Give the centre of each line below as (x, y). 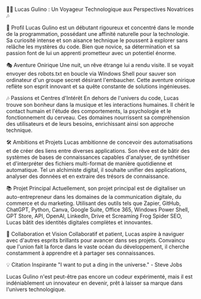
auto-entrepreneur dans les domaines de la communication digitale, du (94, 197)
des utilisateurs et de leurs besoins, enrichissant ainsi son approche (90, 124)
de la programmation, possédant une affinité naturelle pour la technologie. (98, 34)
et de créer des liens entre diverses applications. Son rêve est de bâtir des (98, 151)
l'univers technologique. (36, 289)
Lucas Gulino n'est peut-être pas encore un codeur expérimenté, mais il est (100, 277)
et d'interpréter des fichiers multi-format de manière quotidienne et (89, 164)
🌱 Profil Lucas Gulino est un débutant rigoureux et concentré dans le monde (100, 28)
